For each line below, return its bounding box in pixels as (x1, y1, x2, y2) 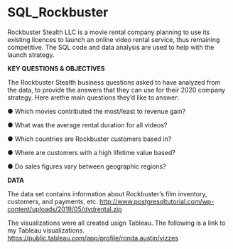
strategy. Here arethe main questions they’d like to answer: (7, 93, 180, 102)
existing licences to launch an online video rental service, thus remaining (7, 35, 220, 43)
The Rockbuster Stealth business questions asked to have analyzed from (7, 78, 221, 86)
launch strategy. (7, 51, 55, 59)
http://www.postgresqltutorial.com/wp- (99, 197, 215, 206)
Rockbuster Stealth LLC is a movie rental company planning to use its (7, 28, 210, 36)
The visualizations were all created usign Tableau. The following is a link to (7, 218, 226, 227)
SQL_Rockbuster (7, 4, 109, 21)
